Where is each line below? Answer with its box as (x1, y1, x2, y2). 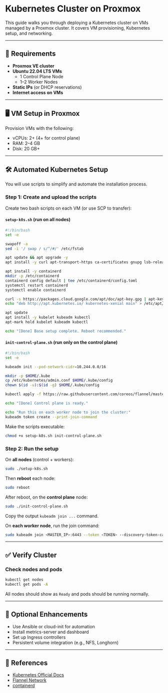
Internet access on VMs (12, 89, 63, 95)
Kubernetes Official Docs (12, 672, 64, 678)
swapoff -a (5, 241, 28, 246)
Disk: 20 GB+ (12, 145, 40, 151)
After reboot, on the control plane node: (5, 494, 88, 500)
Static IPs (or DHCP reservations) (12, 84, 82, 90)
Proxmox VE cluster (12, 63, 55, 69)
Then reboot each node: (5, 475, 56, 481)
